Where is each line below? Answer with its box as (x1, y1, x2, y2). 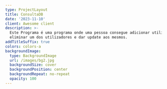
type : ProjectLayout (5, 7, 48, 12)
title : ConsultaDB (5, 12, 43, 17)
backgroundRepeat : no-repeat (9, 72, 70, 77)
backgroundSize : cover (9, 62, 57, 67)
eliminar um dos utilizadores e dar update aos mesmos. (9, 35, 128, 40)
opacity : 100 (9, 76, 37, 81)
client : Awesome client (5, 21, 55, 26)
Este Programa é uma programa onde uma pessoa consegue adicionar (9, 30, 150, 35)
